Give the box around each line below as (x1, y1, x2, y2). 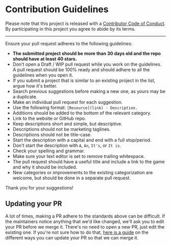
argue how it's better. (12, 83, 58, 89)
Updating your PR (5, 200, 62, 208)
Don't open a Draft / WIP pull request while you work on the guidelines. (12, 61, 162, 67)
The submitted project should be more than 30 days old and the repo (12, 50, 161, 57)
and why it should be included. (12, 164, 77, 170)
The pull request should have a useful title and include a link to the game (12, 158, 165, 165)
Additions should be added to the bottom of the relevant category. (12, 110, 152, 116)
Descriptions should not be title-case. (12, 131, 92, 138)
